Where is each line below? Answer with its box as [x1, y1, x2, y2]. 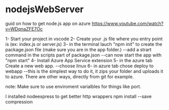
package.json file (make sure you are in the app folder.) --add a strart [5, 46, 152, 52]
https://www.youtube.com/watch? [91, 20, 164, 26]
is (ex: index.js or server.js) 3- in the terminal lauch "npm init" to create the [5, 41, 162, 47]
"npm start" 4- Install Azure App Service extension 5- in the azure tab [5, 57, 153, 63]
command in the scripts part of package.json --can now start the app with [5, 52, 162, 58]
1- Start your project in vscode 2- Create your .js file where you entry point [5, 36, 163, 42]
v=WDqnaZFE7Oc [5, 25, 43, 32]
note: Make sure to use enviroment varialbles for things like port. [5, 83, 141, 90]
